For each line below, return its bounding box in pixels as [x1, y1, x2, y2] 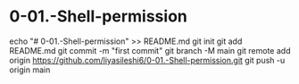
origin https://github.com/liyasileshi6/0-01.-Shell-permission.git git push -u [9, 55, 286, 65]
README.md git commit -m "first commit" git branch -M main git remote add [9, 45, 291, 55]
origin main [9, 64, 51, 75]
